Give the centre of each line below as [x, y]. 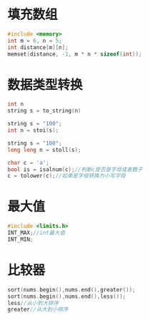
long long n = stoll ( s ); [44, 150]
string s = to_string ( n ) [44, 111]
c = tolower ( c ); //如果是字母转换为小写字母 [67, 176]
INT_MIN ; [20, 239]
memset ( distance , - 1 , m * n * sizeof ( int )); [75, 54]
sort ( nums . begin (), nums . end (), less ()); [67, 296]
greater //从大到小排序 [38, 310]
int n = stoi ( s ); [33, 130]
